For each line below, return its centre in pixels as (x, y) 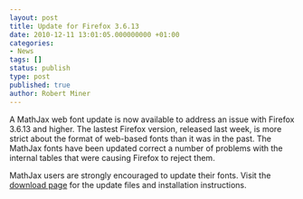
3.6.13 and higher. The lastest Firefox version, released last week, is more (146, 128)
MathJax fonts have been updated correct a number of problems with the (146, 148)
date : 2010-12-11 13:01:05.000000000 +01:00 (95, 34)
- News (22, 52)
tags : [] (26, 60)
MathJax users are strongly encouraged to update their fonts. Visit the (140, 175)
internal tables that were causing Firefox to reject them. (112, 157)
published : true (40, 85)
